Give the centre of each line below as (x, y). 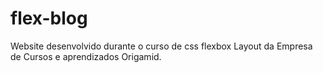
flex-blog (49, 18)
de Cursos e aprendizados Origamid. (86, 56)
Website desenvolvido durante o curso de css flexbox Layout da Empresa (161, 46)
